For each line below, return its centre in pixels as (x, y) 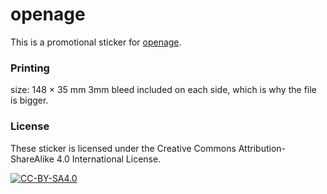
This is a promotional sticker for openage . (96, 42)
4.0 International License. (109, 159)
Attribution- (262, 148)
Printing (30, 68)
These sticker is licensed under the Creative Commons (123, 148)
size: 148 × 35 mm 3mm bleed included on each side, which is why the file (163, 90)
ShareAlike (32, 159)
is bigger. (29, 100)
